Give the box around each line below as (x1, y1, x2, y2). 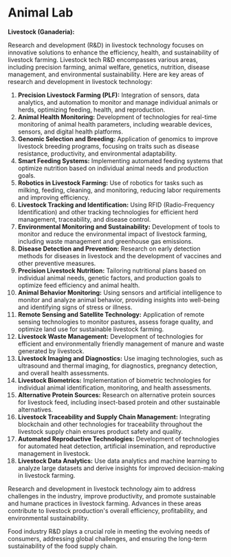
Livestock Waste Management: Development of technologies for (17, 332, 203, 340)
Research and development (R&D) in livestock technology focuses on (8, 41, 204, 49)
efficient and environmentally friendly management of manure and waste (17, 339, 224, 348)
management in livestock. (17, 449, 91, 457)
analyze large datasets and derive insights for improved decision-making (17, 463, 225, 472)
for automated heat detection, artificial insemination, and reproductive (17, 442, 216, 450)
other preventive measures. (17, 259, 96, 267)
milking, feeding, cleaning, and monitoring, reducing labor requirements (17, 186, 221, 194)
